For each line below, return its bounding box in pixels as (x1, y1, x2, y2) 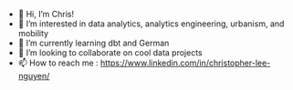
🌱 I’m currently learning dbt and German (17, 37, 170, 48)
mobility (17, 28, 48, 38)
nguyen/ (17, 71, 50, 81)
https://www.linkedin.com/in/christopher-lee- (99, 57, 271, 68)
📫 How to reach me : (17, 57, 99, 68)
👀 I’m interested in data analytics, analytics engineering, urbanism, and (17, 18, 285, 29)
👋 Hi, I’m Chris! (17, 9, 75, 19)
